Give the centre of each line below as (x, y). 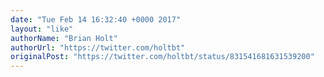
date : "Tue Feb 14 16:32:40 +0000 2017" (96, 19)
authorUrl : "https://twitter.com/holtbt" (98, 47)
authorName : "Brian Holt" (64, 38)
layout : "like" (42, 29)
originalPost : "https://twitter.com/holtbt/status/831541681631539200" (162, 57)
